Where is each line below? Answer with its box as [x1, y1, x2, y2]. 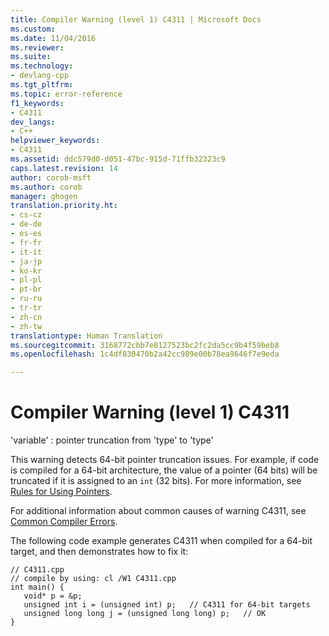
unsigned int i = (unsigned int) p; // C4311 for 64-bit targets [23, 600, 311, 610]
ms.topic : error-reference [10, 89, 123, 99]
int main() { [10, 582, 65, 593]
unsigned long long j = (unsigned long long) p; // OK [23, 609, 267, 619]
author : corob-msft [10, 172, 92, 183]
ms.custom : [10, 24, 56, 34]
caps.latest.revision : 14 [10, 163, 118, 173]
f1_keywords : [10, 98, 65, 108]
